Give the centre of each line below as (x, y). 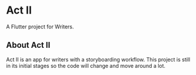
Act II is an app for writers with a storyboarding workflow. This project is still (98, 59)
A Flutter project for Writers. (40, 27)
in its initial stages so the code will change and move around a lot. (86, 66)
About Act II (28, 45)
